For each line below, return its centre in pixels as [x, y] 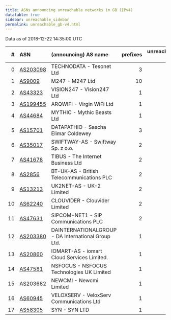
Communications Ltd [76, 302]
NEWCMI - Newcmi [75, 281]
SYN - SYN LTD [70, 310]
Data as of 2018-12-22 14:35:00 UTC [44, 39]
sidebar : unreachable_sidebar [37, 19]
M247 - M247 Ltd [73, 81]
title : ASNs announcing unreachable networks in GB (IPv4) [69, 10]
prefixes [132, 55]
